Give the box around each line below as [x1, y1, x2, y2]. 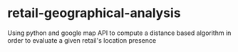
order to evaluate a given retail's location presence [7, 36, 157, 44]
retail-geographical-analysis [7, 5, 181, 21]
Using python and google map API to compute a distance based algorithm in [7, 28, 232, 37]
